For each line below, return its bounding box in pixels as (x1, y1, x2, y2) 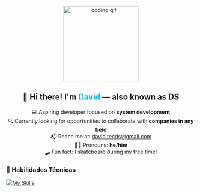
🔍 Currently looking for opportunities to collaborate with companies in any (8, 117, 194, 125)
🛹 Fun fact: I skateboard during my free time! (44, 148, 157, 155)
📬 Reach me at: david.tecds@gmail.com (50, 132, 152, 140)
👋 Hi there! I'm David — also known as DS (22, 92, 180, 102)
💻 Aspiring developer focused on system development (31, 108, 171, 116)
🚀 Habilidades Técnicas (6, 166, 76, 174)
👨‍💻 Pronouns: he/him (74, 141, 128, 149)
